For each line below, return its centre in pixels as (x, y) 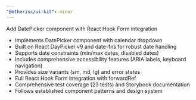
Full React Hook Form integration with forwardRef (75, 78)
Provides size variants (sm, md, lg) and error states (77, 71)
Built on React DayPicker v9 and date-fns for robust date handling (96, 46)
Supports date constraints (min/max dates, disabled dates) (87, 53)
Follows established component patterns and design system (88, 90)
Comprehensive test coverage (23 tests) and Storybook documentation (102, 85)
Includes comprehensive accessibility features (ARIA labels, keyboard (100, 59)
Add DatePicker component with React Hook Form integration (82, 29)
